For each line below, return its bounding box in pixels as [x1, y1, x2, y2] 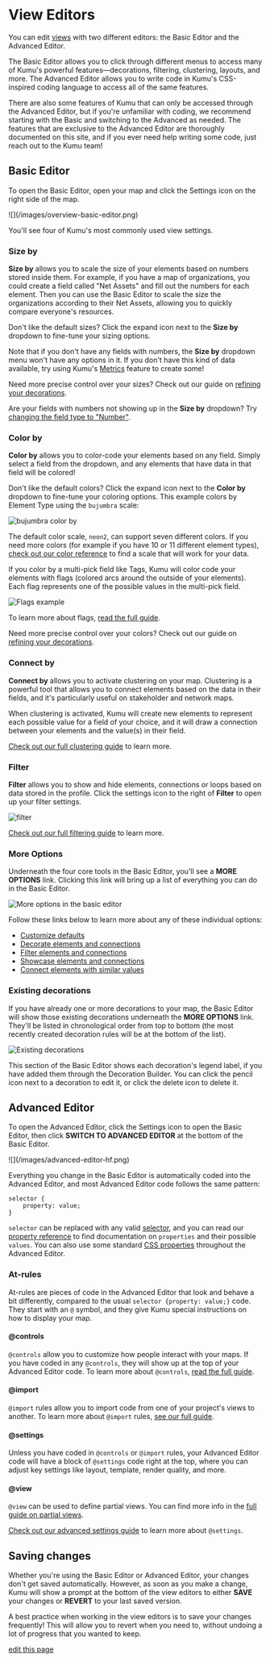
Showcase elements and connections [19, 956, 145, 966]
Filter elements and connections [19, 948, 127, 958]
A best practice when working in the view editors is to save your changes [8, 1612, 252, 1622]
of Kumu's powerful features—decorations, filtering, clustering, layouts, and [8, 65, 260, 74]
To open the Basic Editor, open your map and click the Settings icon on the [8, 186, 256, 195]
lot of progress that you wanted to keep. [8, 1629, 142, 1639]
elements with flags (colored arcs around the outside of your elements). [8, 573, 247, 583]
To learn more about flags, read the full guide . [8, 613, 161, 623]
